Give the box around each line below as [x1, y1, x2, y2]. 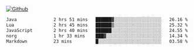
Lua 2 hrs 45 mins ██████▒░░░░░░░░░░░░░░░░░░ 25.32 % [6, 22, 188, 28]
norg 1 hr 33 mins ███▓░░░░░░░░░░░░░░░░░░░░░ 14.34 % [6, 33, 188, 39]
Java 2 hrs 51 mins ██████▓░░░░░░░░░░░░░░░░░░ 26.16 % [6, 17, 188, 23]
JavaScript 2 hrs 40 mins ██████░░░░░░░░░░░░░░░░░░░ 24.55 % [6, 27, 188, 33]
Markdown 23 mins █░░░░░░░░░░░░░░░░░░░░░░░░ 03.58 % [6, 38, 188, 44]
